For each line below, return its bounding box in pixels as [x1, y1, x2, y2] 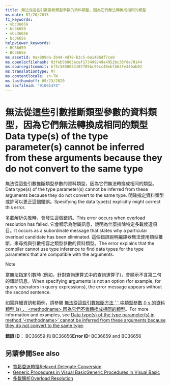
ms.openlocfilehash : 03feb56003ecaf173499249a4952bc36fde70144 [5, 60, 142, 65]
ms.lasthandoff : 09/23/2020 [5, 78, 65, 83]
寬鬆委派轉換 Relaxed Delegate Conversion [12, 364, 102, 370]
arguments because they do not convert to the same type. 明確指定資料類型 [5, 192, 164, 198]
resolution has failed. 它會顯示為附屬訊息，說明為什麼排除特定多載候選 [5, 221, 153, 227]
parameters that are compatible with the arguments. [5, 251, 115, 257]
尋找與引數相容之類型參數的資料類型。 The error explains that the [18, 240, 155, 246]
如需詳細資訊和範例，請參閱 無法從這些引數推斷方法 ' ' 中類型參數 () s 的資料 [5, 300, 165, 306]
